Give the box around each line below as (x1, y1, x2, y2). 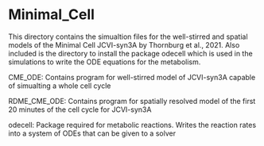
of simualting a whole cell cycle (8, 81, 111, 90)
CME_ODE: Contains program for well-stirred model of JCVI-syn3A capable (8, 72, 256, 82)
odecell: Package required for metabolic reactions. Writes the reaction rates (8, 120, 257, 129)
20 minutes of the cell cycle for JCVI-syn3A (8, 105, 152, 114)
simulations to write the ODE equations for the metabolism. (8, 57, 201, 67)
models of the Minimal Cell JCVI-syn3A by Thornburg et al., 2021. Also (8, 40, 240, 49)
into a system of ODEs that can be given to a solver (8, 129, 177, 138)
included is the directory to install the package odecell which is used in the (8, 48, 253, 58)
